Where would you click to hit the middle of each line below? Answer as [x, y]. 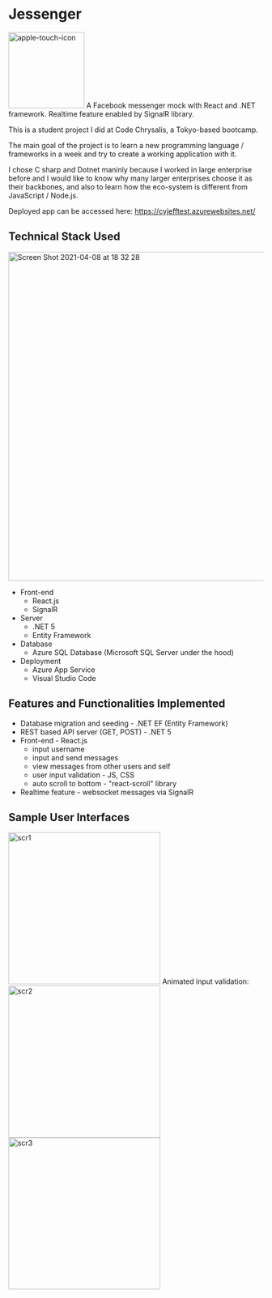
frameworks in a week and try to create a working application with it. [123, 154]
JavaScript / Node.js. [43, 195]
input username [58, 749]
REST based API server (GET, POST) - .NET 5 [96, 732]
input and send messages [75, 757]
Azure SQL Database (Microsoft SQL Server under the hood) [133, 652]
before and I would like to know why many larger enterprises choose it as [130, 178]
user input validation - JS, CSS [83, 775]
